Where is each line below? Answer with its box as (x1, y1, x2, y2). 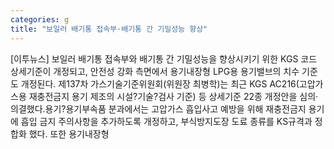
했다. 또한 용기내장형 (28, 127, 110, 140)
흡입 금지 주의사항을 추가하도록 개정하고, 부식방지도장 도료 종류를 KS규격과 (20, 115, 313, 127)
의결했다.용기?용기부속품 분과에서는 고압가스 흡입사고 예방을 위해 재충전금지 (10, 102, 307, 115)
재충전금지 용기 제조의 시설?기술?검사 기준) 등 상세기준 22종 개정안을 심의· (28, 90, 319, 102)
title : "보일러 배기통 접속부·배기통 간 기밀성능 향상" (10, 24, 208, 34)
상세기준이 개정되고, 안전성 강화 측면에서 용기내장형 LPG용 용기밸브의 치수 (10, 65, 300, 77)
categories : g (10, 14, 70, 25)
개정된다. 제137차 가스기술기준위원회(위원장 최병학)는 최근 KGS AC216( (20, 77, 300, 90)
